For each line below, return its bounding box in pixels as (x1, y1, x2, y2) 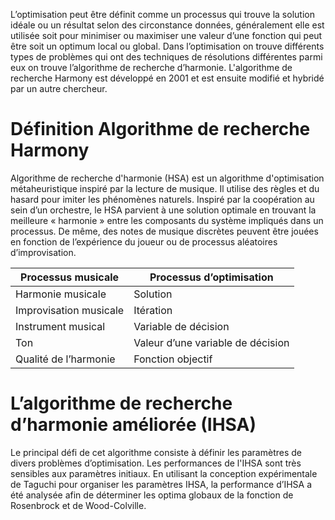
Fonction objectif (133, 352, 213, 366)
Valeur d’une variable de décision (133, 335, 290, 349)
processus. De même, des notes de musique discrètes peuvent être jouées (10, 225, 319, 237)
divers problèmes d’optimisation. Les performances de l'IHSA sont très (10, 457, 302, 469)
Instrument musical (15, 319, 106, 333)
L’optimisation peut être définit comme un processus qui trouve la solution (10, 9, 315, 20)
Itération (133, 303, 173, 317)
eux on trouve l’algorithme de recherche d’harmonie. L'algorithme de (10, 62, 293, 73)
